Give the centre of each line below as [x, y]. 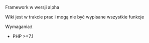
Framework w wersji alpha [32, 7]
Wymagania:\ [19, 26]
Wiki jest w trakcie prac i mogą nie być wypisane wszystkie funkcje [75, 17]
